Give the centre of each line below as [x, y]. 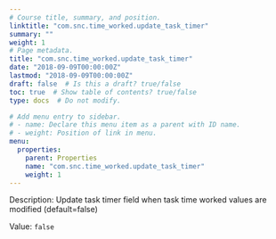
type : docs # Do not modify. [65, 100]
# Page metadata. [41, 51]
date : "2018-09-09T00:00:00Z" [65, 68]
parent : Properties [61, 158]
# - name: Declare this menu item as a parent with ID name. [125, 125]
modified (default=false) [53, 210]
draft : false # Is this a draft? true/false [95, 84]
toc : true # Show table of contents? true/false [103, 92]
